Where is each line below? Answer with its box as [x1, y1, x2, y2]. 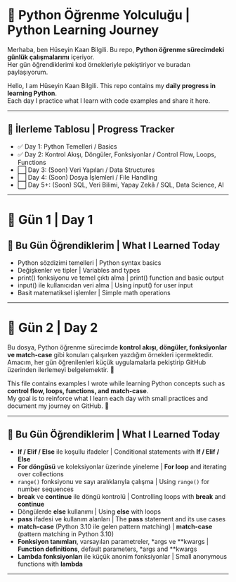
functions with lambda [17, 559, 83, 568]
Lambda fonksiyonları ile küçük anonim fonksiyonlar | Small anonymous [17, 552, 227, 560]
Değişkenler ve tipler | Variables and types [17, 266, 140, 274]
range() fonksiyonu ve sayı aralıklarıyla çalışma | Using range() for [17, 477, 210, 485]
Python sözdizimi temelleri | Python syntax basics [17, 258, 162, 267]
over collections [17, 469, 65, 478]
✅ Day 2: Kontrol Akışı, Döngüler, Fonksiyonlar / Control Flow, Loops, [17, 150, 216, 159]
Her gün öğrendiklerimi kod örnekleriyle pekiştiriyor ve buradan [7, 60, 191, 68]
